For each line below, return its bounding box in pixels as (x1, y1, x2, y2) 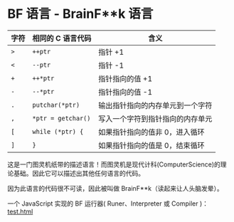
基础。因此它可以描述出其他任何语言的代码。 (13, 169, 144, 177)
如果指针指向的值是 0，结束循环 (98, 140, 205, 150)
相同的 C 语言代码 (32, 33, 92, 43)
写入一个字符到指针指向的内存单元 (98, 114, 213, 124)
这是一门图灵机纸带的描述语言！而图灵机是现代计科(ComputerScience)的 (7, 160, 220, 169)
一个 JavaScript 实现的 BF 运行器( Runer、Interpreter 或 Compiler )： (7, 199, 208, 208)
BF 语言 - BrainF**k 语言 (7, 6, 154, 22)
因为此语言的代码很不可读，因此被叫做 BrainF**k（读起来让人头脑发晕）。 (7, 184, 223, 192)
